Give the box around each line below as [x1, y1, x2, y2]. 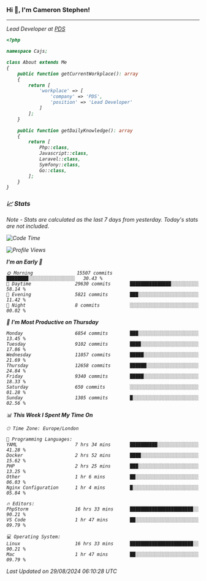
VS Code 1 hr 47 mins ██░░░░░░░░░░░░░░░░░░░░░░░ [6, 517, 199, 523]
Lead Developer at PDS [6, 25, 66, 33]
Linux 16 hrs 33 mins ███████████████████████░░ [6, 540, 199, 547]
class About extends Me [6, 60, 67, 66]
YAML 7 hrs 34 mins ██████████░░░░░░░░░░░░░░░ [6, 442, 199, 448]
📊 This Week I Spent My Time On [6, 411, 93, 418]
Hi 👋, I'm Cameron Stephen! [6, 6, 90, 14]
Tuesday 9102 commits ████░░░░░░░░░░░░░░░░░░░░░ [6, 341, 199, 347]
